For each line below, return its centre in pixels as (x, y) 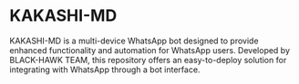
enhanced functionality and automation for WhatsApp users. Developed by (149, 50)
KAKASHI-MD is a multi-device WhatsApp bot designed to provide (134, 41)
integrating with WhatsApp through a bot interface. (105, 70)
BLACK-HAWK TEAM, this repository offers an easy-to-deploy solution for (148, 60)
